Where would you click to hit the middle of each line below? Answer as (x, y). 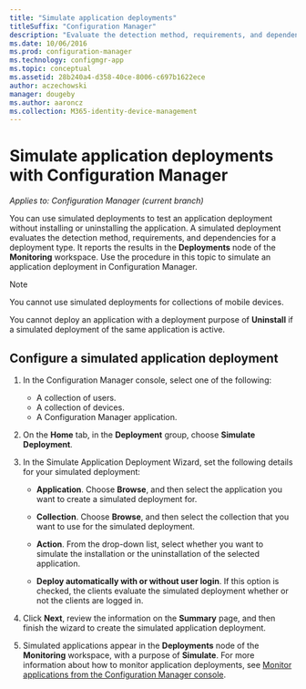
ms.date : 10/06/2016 (49, 43)
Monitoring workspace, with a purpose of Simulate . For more (138, 655)
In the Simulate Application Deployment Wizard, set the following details (158, 462)
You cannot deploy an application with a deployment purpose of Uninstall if (151, 320)
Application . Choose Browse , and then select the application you (159, 489)
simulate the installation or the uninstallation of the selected (148, 554)
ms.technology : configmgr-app (67, 60)
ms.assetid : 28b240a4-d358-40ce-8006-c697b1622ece (107, 77)
